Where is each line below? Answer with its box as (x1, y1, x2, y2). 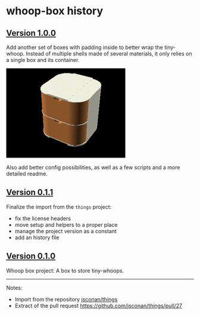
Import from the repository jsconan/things (14, 295, 118, 302)
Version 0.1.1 (6, 187, 54, 197)
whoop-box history (6, 4, 104, 18)
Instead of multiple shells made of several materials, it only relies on (26, 50, 192, 57)
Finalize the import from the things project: (6, 203, 112, 210)
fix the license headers (14, 215, 71, 222)
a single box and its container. (6, 57, 80, 63)
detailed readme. (6, 170, 48, 177)
